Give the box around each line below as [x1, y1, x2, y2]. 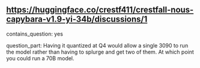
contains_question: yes [6, 30, 63, 37]
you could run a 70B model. [6, 54, 74, 62]
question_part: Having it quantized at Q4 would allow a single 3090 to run [6, 42, 189, 49]
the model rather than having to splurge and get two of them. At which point [6, 48, 194, 55]
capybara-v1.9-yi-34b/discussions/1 [6, 14, 148, 25]
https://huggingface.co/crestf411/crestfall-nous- [6, 5, 194, 15]
